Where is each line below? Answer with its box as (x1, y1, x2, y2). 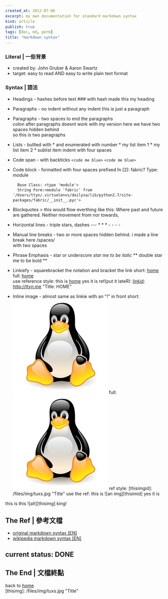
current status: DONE (5, 550, 74, 558)
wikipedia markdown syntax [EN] (12, 535, 82, 542)
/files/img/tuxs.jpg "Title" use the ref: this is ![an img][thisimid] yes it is (12, 491, 160, 497)
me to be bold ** (12, 257, 48, 264)
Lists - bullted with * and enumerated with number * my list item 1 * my (12, 141, 160, 147)
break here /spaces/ (12, 237, 55, 243)
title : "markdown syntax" (5, 35, 60, 40)
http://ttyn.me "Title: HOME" (12, 283, 72, 289)
